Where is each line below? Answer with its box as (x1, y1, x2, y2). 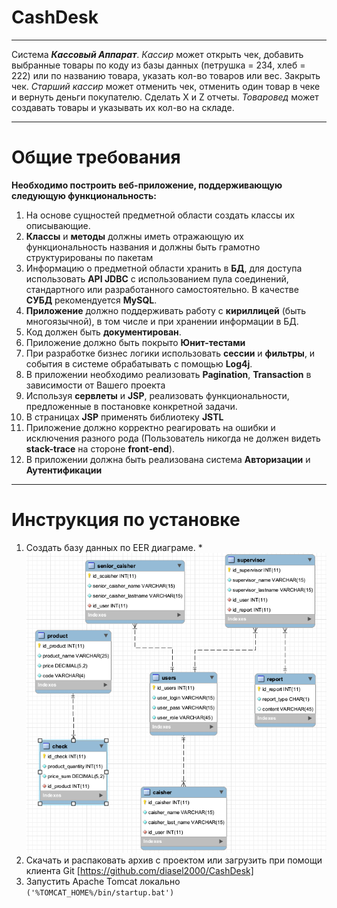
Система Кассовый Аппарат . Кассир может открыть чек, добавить (11, 48, 304, 60)
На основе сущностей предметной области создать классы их (25, 209, 296, 221)
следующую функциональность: (11, 189, 157, 201)
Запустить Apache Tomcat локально (25, 876, 181, 888)
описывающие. (25, 219, 91, 231)
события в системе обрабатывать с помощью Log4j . (25, 357, 253, 370)
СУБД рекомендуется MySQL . (25, 294, 158, 306)
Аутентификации (25, 464, 103, 476)
